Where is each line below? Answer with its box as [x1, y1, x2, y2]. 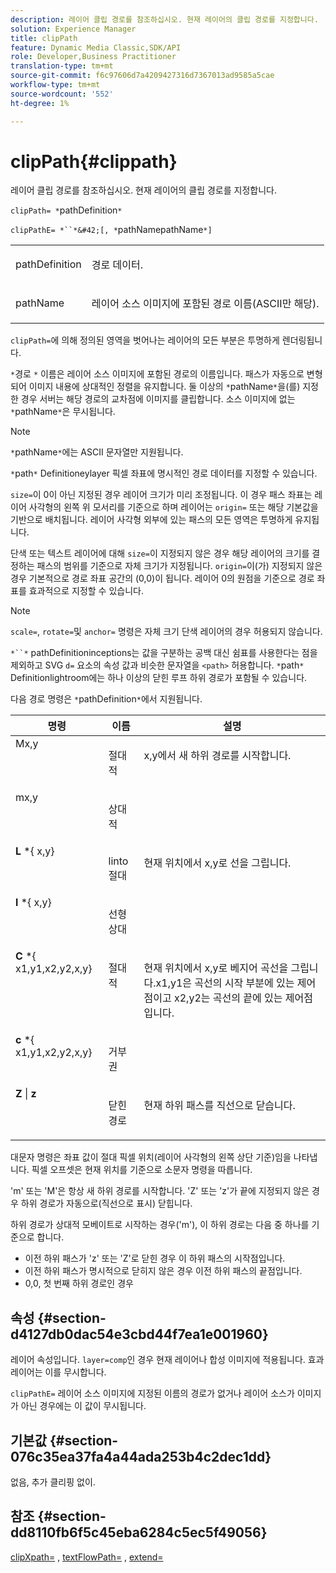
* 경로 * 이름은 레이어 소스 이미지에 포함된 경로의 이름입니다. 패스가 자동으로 [10, 368, 305, 380]
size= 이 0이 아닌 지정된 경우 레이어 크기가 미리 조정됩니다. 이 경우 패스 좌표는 [10, 489, 313, 501]
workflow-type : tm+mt [10, 80, 101, 90]
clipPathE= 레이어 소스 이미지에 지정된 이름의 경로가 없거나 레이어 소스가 [10, 1387, 295, 1400]
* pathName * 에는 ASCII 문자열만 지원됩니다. [10, 446, 184, 458]
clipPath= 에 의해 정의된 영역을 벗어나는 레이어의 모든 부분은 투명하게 [10, 334, 280, 346]
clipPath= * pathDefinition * [10, 204, 123, 216]
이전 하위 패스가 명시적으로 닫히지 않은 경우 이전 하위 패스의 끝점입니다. [24, 1265, 303, 1277]
